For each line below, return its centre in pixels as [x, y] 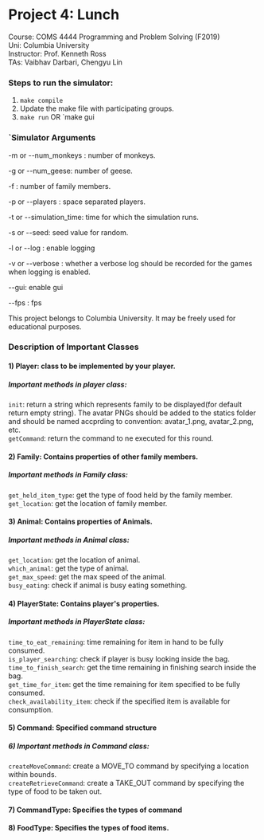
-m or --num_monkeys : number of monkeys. [82, 155]
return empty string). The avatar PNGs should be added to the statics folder [132, 413]
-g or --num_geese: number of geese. [70, 171]
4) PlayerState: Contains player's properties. [84, 603]
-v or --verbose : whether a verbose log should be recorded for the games [130, 263]
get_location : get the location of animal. [74, 560]
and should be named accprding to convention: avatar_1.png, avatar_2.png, [131, 422]
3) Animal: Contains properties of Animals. [80, 522]
